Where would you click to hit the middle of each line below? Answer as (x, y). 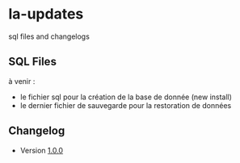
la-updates (46, 14)
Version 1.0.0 (41, 150)
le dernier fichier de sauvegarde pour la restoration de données (126, 105)
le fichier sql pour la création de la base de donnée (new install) (126, 97)
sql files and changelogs (49, 36)
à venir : (22, 81)
